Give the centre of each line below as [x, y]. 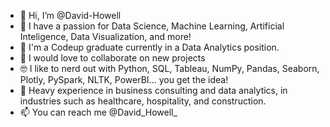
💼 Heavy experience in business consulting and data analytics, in [153, 90]
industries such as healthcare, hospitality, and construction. [143, 101]
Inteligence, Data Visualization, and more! [105, 36]
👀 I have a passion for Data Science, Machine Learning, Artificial [152, 26]
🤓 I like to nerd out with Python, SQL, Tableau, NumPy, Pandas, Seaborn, [169, 68]
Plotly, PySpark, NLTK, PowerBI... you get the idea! [124, 79]
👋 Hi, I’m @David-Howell [70, 15]
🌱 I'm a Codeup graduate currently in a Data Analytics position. [149, 47]
